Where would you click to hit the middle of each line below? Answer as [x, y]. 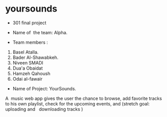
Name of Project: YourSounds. [44, 88]
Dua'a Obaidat [28, 68]
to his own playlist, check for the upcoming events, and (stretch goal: [77, 103]
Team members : [30, 42]
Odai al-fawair [27, 79]
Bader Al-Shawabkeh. [36, 57]
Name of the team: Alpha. [40, 32]
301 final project [29, 23]
